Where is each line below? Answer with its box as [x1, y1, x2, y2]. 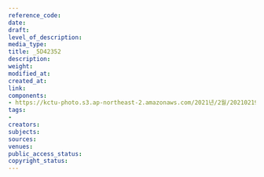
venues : [8, 143, 34, 150]
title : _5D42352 [8, 48, 61, 56]
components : [8, 92, 47, 99]
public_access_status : [8, 150, 82, 157]
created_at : [8, 77, 47, 85]
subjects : [8, 128, 41, 135]
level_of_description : [8, 33, 82, 42]
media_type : [8, 41, 47, 49]
